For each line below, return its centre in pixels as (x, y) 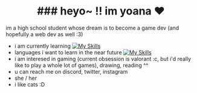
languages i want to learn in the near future (68, 52)
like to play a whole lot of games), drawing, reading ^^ (81, 65)
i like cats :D (30, 84)
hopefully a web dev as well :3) (44, 34)
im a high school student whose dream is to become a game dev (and (92, 28)
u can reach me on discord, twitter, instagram (71, 71)
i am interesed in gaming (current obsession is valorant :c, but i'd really (103, 59)
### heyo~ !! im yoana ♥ (101, 11)
